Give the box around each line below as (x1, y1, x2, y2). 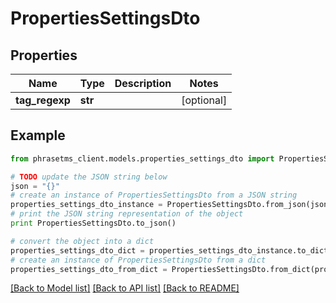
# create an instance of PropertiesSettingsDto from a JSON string (10, 190, 298, 201)
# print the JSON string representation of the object (10, 209, 244, 219)
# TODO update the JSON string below (10, 172, 168, 182)
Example (10, 127, 66, 144)
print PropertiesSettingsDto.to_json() (10, 218, 177, 229)
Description (114, 77, 172, 90)
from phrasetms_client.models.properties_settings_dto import (10, 153, 275, 164)
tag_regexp (15, 93, 71, 107)
